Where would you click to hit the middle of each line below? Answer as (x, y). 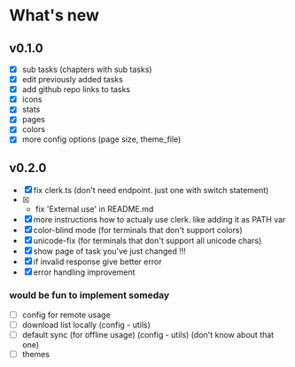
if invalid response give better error (97, 262)
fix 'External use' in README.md (94, 209)
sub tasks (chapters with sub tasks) (87, 69)
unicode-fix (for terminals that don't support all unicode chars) (147, 241)
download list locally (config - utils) (86, 324)
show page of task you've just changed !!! (109, 251)
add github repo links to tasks (76, 90)
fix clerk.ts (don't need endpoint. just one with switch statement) (151, 191)
